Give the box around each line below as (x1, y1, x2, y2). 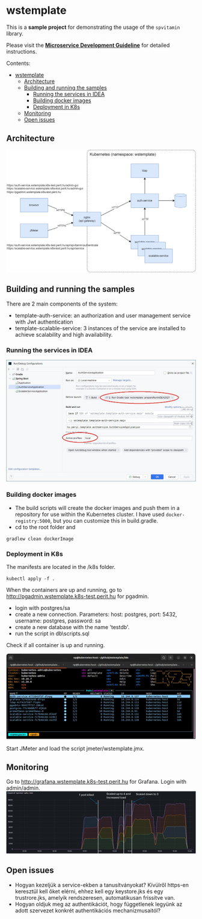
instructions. (6, 48, 37, 55)
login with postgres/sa (14, 604, 70, 612)
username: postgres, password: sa (14, 617, 101, 624)
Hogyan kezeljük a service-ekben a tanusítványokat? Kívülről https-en (14, 881, 189, 888)
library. (6, 29, 24, 37)
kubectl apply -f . (6, 576, 55, 582)
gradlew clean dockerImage (6, 536, 74, 542)
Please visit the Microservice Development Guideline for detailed (6, 41, 170, 49)
